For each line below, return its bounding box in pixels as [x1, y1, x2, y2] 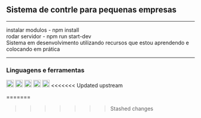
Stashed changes [110, 105, 154, 113]
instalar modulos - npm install [6, 26, 80, 34]
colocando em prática [6, 45, 60, 53]
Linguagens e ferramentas [6, 66, 85, 74]
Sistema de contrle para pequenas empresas [6, 5, 177, 15]
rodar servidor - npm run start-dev [6, 32, 92, 40]
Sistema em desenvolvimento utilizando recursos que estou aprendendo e [6, 39, 190, 46]
